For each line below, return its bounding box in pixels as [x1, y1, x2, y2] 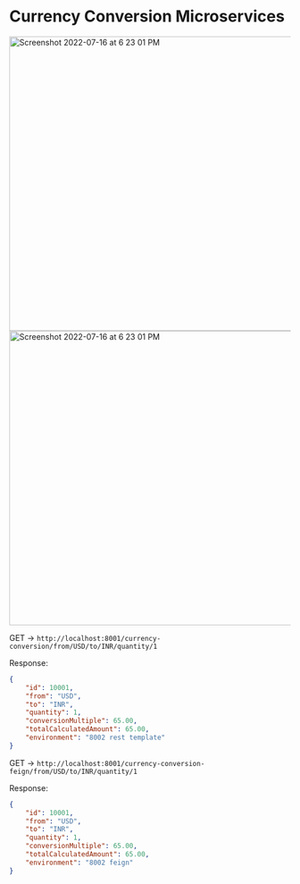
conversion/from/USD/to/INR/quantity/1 [9, 642, 158, 651]
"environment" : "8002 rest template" [25, 733, 166, 743]
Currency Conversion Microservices [9, 6, 286, 27]
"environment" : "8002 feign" [25, 858, 134, 867]
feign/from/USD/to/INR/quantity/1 [9, 767, 138, 776]
